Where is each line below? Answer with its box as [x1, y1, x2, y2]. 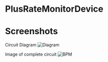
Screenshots [5, 26, 58, 37]
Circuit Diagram [5, 42, 37, 48]
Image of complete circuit [5, 51, 57, 57]
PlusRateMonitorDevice [5, 3, 104, 15]
